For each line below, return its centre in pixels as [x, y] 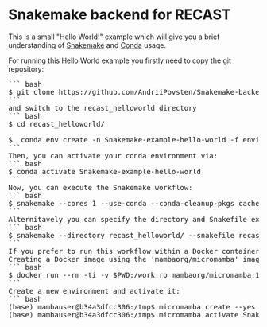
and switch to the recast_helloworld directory [103, 108]
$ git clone [31, 92]
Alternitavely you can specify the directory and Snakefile [128, 219]
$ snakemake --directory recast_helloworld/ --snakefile [122, 235]
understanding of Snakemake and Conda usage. [87, 45]
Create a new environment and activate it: [94, 291]
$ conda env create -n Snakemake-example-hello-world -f [124, 140]
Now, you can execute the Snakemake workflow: [101, 187]
